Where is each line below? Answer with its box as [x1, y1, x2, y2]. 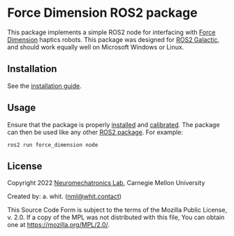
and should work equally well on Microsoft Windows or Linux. [7, 43, 184, 51]
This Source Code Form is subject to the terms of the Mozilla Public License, [7, 206, 228, 214]
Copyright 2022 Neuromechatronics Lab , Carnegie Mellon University [7, 179, 205, 187]
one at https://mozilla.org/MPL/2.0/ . [7, 221, 110, 229]
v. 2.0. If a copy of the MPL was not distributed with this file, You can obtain [7, 213, 225, 221]
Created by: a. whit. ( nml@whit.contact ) [7, 192, 122, 200]
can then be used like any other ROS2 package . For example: [7, 128, 184, 136]
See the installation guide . [7, 82, 82, 90]
